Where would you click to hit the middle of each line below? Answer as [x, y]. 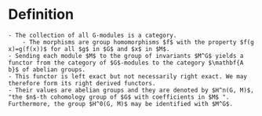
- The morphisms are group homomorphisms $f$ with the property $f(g [138, 42]
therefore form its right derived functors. [82, 83]
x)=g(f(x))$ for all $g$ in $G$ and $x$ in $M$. [89, 49]
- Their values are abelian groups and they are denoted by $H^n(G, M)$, [131, 90]
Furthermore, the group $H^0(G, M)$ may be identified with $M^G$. [121, 103]
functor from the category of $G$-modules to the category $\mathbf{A [126, 63]
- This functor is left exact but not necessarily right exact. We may [127, 76]
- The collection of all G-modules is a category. [93, 35]
